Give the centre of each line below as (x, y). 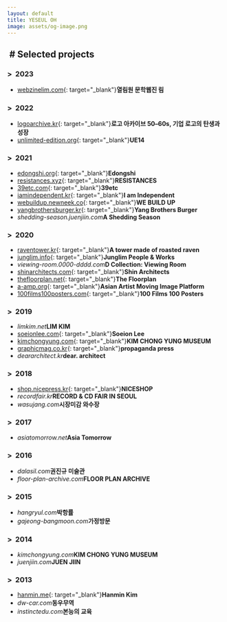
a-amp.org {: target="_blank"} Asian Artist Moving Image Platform (111, 286)
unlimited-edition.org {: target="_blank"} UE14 (81, 140)
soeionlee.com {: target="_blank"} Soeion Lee (81, 334)
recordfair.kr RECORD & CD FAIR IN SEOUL (77, 396)
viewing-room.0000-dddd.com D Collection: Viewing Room (102, 264)
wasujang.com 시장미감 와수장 (58, 404)
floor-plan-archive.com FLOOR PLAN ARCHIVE (83, 479)
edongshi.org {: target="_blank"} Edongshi (76, 173)
